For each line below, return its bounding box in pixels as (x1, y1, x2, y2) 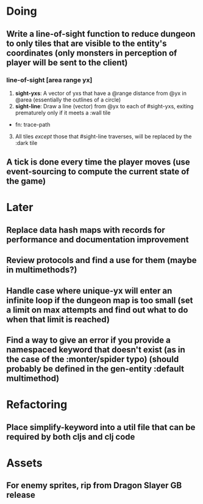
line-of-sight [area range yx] (6, 75, 93, 84)
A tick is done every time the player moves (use (6, 157, 190, 168)
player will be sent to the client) (6, 57, 128, 68)
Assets (6, 456, 43, 470)
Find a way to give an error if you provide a (6, 335, 171, 346)
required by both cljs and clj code (6, 431, 135, 442)
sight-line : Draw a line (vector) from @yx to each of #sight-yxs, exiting (15, 102, 194, 109)
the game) (6, 176, 46, 187)
